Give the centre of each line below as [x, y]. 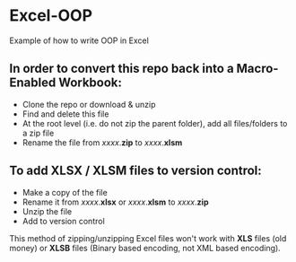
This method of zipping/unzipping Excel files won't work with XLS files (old [148, 238]
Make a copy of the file [65, 192]
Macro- [257, 69]
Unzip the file [47, 211]
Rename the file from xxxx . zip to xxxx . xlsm [102, 142]
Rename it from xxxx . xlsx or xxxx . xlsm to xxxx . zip [115, 202]
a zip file [38, 133]
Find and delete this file [65, 114]
